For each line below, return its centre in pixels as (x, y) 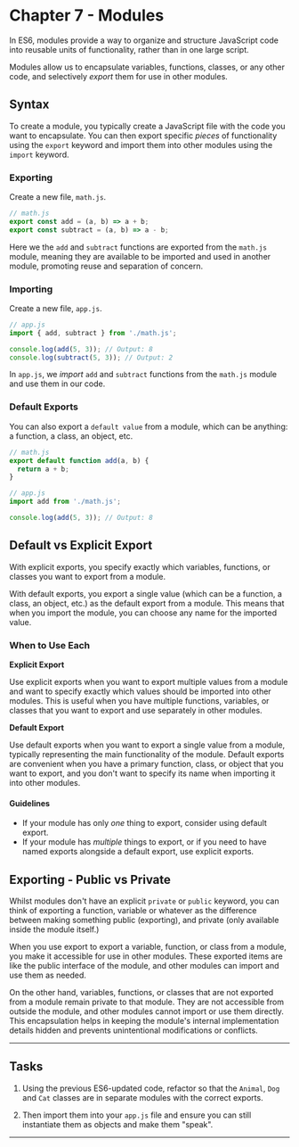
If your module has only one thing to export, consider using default (144, 823)
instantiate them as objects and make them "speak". (117, 1124)
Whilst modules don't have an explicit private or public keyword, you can (144, 901)
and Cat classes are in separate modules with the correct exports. (143, 1097)
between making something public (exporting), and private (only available (144, 920)
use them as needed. (48, 975)
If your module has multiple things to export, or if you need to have (144, 842)
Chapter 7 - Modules (87, 16)
